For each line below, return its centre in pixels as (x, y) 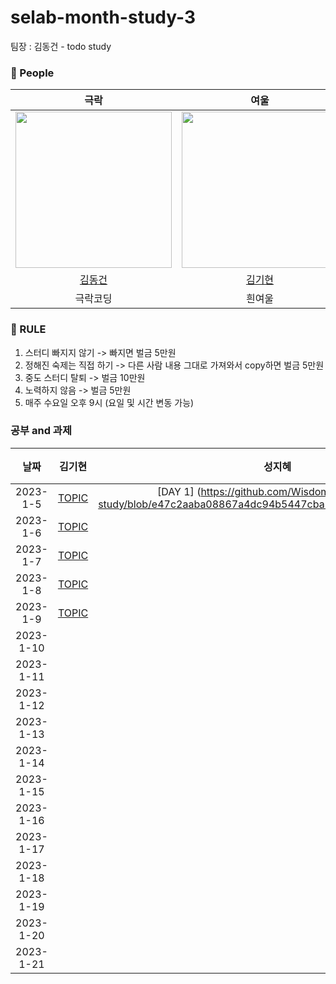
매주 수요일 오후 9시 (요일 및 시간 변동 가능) (109, 402)
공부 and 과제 (41, 431)
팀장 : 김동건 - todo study (61, 46)
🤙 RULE (28, 329)
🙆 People (32, 73)
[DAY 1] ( (179, 491)
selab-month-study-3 (103, 17)
